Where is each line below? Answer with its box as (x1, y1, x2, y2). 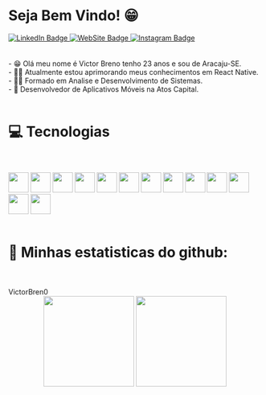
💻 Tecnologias (8, 123, 110, 141)
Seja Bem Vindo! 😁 (8, 6, 139, 25)
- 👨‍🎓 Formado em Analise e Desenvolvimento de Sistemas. (8, 76, 203, 85)
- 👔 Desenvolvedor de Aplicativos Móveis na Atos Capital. (8, 84, 199, 94)
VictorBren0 (8, 286, 48, 296)
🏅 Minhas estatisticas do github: (8, 244, 228, 261)
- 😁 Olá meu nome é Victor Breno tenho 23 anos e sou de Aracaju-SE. (8, 59, 242, 68)
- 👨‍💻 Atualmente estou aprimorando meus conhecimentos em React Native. (8, 67, 259, 76)
